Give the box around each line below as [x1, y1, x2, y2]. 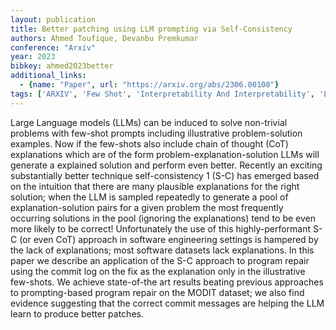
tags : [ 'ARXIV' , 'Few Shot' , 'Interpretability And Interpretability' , [10, 89, 315, 99]
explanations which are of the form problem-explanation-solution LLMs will [10, 148, 320, 160]
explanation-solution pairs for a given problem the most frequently [10, 201, 284, 213]
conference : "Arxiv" [10, 42, 97, 53]
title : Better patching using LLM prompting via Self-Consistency [10, 24, 293, 34]
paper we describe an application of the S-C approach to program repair [10, 254, 310, 266]
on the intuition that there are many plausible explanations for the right [10, 180, 300, 192]
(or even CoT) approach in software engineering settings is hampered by [19, 233, 319, 245]
